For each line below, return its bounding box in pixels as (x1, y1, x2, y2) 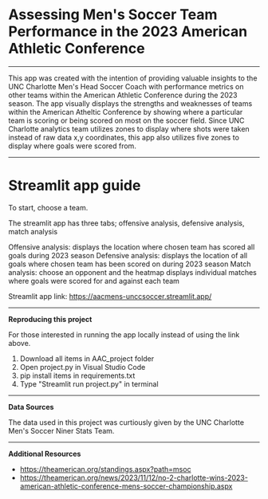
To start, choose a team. (8, 202, 89, 212)
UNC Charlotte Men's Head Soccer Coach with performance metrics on (8, 81, 244, 91)
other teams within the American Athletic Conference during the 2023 (8, 90, 238, 100)
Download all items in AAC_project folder (19, 353, 155, 363)
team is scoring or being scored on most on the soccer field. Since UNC (8, 116, 245, 125)
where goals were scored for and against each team (8, 276, 179, 285)
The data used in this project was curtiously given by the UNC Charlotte (8, 417, 245, 427)
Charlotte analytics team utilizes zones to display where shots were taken (8, 124, 250, 133)
